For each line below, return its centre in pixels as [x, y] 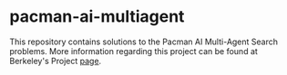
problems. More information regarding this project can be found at [133, 51]
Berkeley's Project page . [56, 61]
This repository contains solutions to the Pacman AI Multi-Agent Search [144, 42]
